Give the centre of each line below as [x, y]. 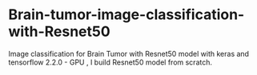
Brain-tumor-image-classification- [126, 15]
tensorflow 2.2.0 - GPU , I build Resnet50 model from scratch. [110, 62]
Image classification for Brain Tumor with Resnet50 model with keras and [129, 53]
